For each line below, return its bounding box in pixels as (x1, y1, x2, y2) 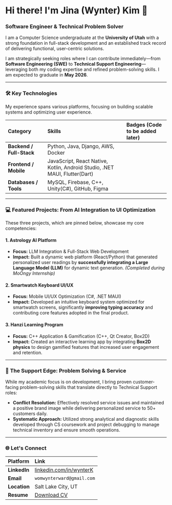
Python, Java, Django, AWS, (47, 142, 115, 149)
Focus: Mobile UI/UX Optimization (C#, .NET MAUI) (12, 293, 121, 300)
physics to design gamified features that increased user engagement (12, 344, 160, 350)
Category (8, 127, 32, 135)
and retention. (12, 349, 42, 356)
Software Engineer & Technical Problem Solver (5, 23, 124, 30)
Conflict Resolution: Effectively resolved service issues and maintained (12, 399, 164, 405)
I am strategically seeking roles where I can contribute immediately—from (5, 55, 161, 62)
